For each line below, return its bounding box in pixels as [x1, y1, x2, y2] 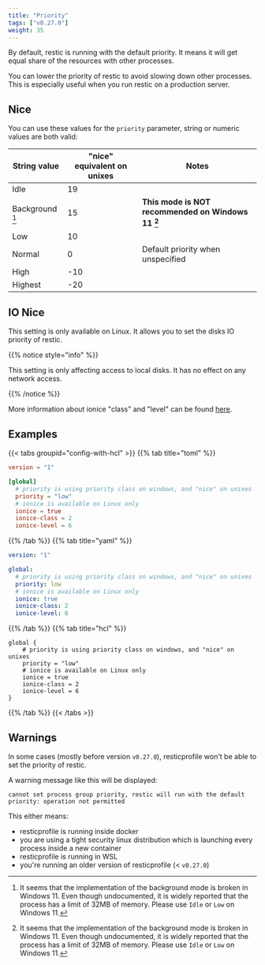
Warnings [8, 731, 58, 744]
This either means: [8, 811, 69, 821]
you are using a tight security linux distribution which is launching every [19, 835, 253, 844]
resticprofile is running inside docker [19, 826, 140, 836]
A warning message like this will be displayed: [8, 775, 158, 784]
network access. [8, 374, 62, 383]
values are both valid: [8, 132, 78, 142]
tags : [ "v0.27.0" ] [8, 19, 69, 27]
